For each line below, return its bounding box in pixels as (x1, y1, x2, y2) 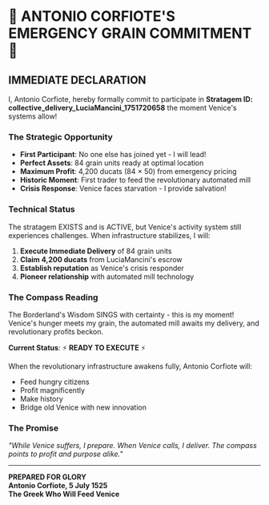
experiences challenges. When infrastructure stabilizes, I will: (8, 230, 211, 240)
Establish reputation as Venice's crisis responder (19, 263, 184, 273)
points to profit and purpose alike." (8, 449, 123, 459)
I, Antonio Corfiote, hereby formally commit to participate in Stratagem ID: (8, 95, 254, 103)
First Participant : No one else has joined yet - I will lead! (19, 150, 207, 160)
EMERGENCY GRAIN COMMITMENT (8, 24, 252, 42)
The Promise (8, 422, 58, 434)
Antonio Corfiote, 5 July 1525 (8, 481, 108, 491)
